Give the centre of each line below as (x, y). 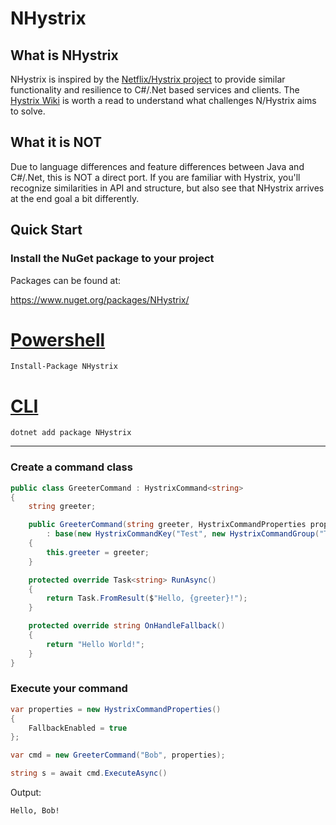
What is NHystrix (64, 55)
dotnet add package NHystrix (71, 433)
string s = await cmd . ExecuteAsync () (89, 773)
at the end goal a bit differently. (75, 198)
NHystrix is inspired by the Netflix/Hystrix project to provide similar (148, 79)
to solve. (28, 111)
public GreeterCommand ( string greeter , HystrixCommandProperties (167, 525)
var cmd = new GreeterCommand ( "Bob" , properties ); (118, 755)
